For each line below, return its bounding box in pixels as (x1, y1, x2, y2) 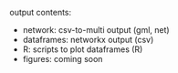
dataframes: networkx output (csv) (22, 35, 154, 45)
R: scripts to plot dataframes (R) (22, 44, 143, 55)
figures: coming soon (22, 54, 103, 64)
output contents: (9, 7, 72, 17)
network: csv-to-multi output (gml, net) (22, 25, 171, 35)
